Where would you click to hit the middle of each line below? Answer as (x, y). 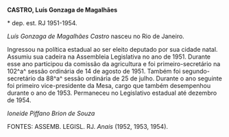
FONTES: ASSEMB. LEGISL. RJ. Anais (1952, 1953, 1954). (88, 126)
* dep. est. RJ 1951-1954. (42, 23)
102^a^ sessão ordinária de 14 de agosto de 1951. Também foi (94, 71)
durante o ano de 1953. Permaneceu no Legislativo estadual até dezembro (112, 93)
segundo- (196, 71)
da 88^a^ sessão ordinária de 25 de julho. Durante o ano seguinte (130, 78)
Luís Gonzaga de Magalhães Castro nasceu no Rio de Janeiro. (96, 36)
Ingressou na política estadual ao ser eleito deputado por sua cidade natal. (112, 49)
